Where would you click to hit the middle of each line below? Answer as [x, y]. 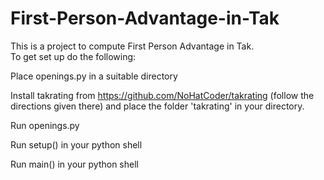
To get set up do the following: [73, 56]
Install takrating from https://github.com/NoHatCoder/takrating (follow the [162, 95]
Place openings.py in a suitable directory [94, 76]
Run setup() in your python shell [76, 144]
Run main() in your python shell [74, 164]
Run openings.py [45, 125]
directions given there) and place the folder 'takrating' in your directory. [157, 106]
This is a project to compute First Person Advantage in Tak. [132, 46]
